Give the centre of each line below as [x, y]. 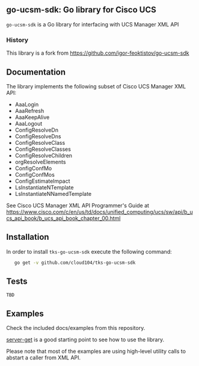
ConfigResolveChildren [44, 155]
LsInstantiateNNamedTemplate [53, 194]
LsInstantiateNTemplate [44, 187]
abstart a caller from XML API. [44, 358]
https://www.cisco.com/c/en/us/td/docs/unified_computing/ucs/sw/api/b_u [100, 212]
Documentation [36, 72]
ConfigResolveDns [38, 136]
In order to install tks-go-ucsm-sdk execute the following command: [89, 251]
